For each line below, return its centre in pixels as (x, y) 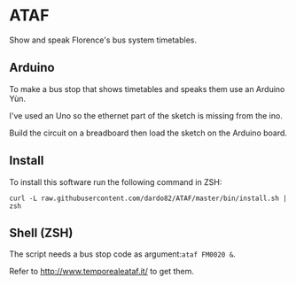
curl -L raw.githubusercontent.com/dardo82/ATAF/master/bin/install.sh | (148, 198)
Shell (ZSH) (41, 232)
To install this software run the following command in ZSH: (116, 181)
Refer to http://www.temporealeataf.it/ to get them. (102, 272)
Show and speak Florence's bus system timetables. (103, 40)
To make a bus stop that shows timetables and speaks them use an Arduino (147, 89)
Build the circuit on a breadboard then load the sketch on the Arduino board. (148, 133)
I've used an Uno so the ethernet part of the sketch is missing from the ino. (146, 115)
